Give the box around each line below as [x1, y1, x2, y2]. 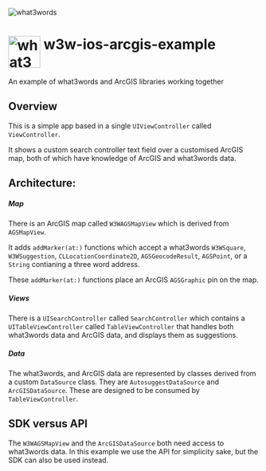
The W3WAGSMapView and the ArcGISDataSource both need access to [8, 438, 225, 448]
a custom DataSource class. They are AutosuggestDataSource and [8, 377, 220, 387]
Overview [8, 100, 58, 113]
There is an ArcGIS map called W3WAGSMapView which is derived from [8, 219, 229, 229]
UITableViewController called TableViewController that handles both [8, 322, 234, 332]
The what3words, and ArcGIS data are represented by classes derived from [8, 369, 256, 379]
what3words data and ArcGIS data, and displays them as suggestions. [8, 331, 239, 340]
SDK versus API [8, 417, 88, 430]
